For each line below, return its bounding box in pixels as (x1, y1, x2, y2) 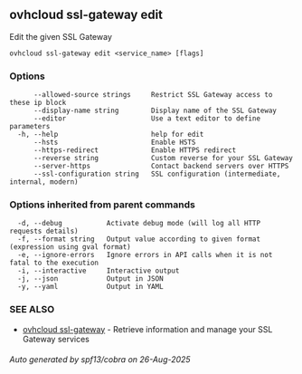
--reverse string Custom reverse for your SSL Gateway (33, 154, 294, 163)
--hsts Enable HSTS (33, 138, 196, 148)
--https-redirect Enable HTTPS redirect (33, 146, 237, 155)
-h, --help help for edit (17, 130, 204, 139)
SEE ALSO (9, 303, 55, 316)
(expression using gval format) (9, 243, 131, 252)
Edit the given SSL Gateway (9, 31, 113, 42)
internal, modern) (9, 177, 79, 187)
